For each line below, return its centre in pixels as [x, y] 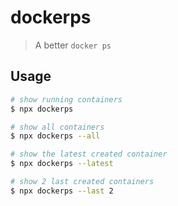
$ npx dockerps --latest [62, 164]
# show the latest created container [89, 154]
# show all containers [57, 127]
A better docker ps [73, 45]
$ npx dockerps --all [55, 136]
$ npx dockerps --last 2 [62, 191]
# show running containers [66, 99]
